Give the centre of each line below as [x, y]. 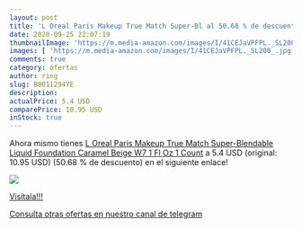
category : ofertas [44, 68]
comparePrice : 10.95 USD [56, 110]
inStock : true [36, 118]
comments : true [38, 59]
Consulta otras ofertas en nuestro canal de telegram [106, 214]
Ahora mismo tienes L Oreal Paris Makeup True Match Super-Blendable [142, 144]
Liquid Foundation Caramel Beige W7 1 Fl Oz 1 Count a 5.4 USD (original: [143, 153]
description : [34, 92]
